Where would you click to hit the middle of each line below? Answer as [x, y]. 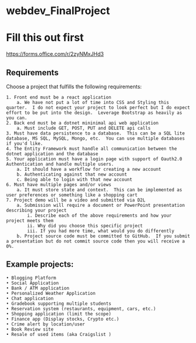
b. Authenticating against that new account [72, 174]
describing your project [36, 210]
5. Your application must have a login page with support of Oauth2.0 [94, 159]
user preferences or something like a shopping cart [72, 195]
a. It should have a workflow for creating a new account [89, 169]
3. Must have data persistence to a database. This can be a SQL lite [95, 133]
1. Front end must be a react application [59, 97]
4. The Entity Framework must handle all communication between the [92, 149]
